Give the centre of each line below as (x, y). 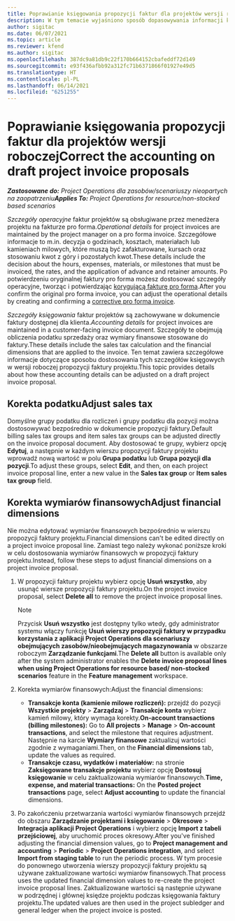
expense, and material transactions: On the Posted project (114, 785)
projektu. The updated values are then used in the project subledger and (121, 903)
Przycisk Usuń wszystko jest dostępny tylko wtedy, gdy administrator (118, 623)
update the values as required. (72, 755)
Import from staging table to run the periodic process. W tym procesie (120, 858)
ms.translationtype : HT (42, 72)
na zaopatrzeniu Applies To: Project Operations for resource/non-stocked (114, 199)
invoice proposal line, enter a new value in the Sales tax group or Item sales (117, 473)
